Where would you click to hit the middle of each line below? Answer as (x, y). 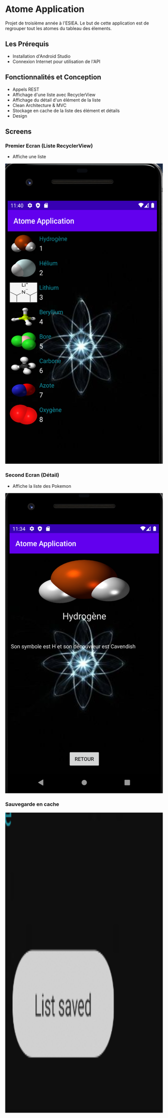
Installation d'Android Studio (41, 56)
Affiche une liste (29, 157)
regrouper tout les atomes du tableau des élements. (58, 28)
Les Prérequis (27, 44)
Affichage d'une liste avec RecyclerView (54, 95)
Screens (18, 131)
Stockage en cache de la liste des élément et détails (66, 111)
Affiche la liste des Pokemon (42, 486)
